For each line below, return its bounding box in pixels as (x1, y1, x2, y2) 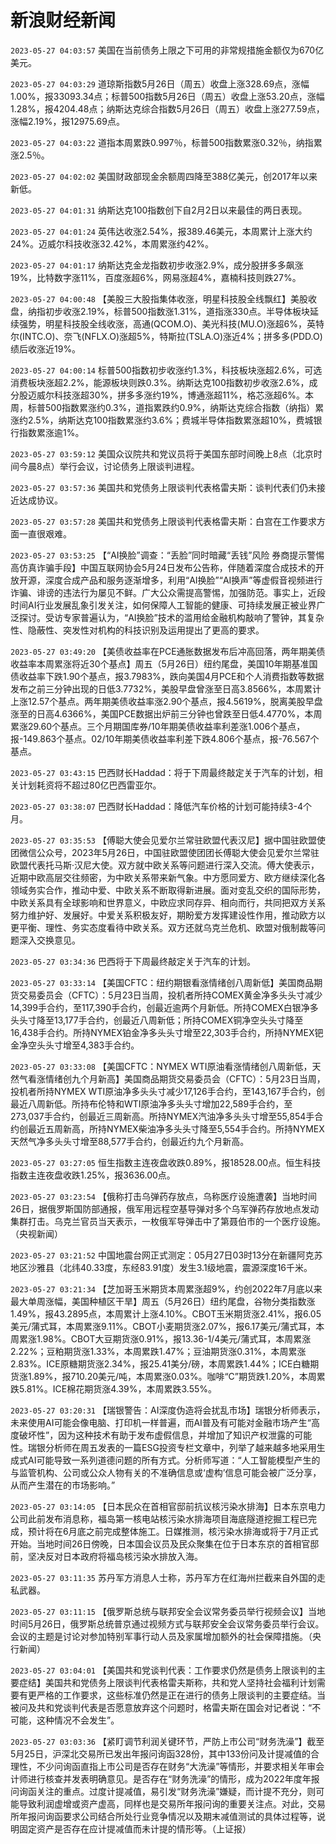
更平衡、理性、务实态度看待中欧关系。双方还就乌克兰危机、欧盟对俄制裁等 (10, 921, 317, 933)
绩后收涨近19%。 (10, 342, 82, 355)
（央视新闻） (10, 1227, 63, 1240)
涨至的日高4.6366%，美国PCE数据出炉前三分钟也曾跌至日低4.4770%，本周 (10, 707, 323, 720)
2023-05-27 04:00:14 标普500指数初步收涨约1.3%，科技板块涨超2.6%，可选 (10, 364, 323, 376)
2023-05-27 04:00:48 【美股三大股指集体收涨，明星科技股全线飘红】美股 (10, 292, 308, 305)
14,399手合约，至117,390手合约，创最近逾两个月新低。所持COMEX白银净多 (10, 1001, 319, 1013)
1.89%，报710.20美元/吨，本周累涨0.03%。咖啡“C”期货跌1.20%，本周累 (27, 1370, 326, 1382)
